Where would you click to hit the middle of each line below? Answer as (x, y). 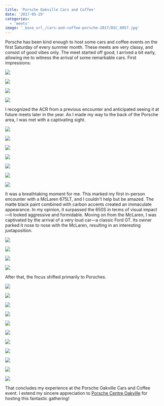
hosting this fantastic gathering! (37, 399)
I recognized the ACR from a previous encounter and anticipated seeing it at (82, 109)
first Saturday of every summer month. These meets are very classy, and (79, 47)
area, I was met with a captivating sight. (45, 120)
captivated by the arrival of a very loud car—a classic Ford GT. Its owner (79, 220)
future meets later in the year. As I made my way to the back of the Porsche (82, 115)
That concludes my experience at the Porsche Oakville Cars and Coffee (78, 388)
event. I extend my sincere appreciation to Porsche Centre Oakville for (76, 393)
